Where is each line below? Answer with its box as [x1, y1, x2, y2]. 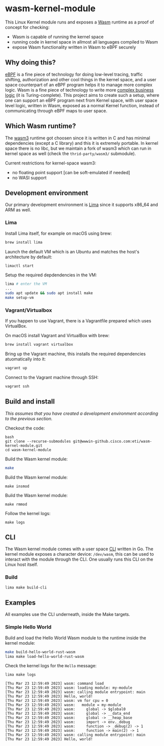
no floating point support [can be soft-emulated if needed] [12, 169, 131, 175]
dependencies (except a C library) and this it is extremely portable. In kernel [5, 140, 158, 146]
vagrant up [5, 365, 27, 371]
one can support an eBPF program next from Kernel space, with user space [5, 97, 158, 103]
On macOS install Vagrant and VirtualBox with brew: [5, 333, 110, 339]
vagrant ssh [5, 384, 29, 389]
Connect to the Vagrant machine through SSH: [5, 374, 99, 380]
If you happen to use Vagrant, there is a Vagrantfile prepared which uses [5, 318, 152, 324]
